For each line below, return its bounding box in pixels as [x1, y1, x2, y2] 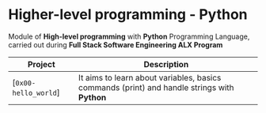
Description [143, 58, 189, 70]
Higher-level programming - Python [8, 6, 248, 24]
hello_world [12, 89, 58, 97]
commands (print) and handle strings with [78, 81, 235, 92]
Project [27, 58, 55, 70]
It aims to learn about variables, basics [78, 72, 222, 83]
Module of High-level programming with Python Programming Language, [8, 32, 250, 41]
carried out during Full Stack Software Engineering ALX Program [8, 40, 223, 49]
